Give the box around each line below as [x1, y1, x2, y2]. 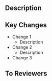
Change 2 [12, 44, 32, 50]
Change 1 [12, 34, 31, 40]
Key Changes [5, 21, 47, 29]
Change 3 [12, 55, 32, 61]
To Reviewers [5, 69, 48, 78]
